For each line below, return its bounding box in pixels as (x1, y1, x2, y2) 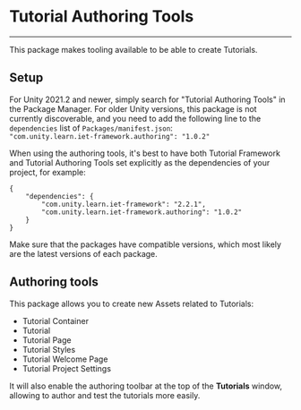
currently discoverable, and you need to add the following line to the (9, 113, 262, 124)
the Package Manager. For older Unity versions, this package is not (9, 103, 257, 114)
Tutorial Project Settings (21, 363, 112, 373)
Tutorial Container (21, 315, 90, 326)
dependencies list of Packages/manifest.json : (9, 123, 173, 133)
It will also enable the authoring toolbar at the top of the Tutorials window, (9, 380, 283, 391)
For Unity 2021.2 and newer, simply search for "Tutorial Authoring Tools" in (9, 94, 286, 105)
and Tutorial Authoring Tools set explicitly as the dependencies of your (9, 157, 271, 167)
